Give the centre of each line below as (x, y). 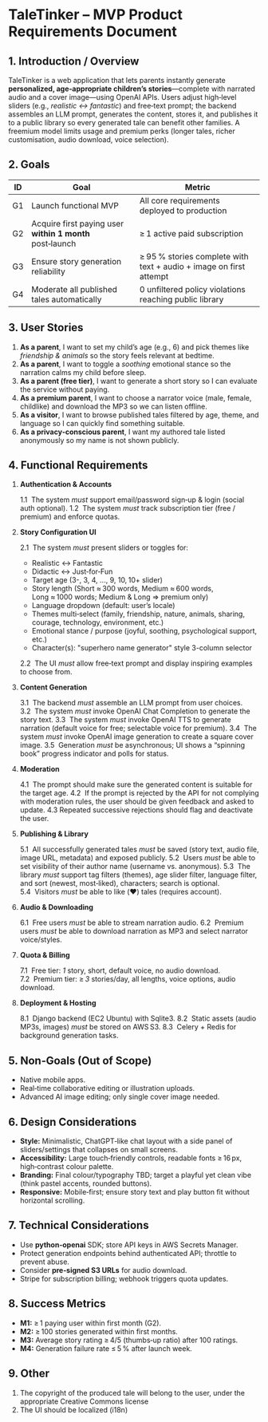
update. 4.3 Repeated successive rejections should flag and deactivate (136, 810)
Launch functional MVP (75, 205)
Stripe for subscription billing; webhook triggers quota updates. (124, 1278)
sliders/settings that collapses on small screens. (99, 1150)
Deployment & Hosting (58, 1003)
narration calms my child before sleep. (83, 372)
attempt (154, 276)
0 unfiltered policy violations (192, 289)
